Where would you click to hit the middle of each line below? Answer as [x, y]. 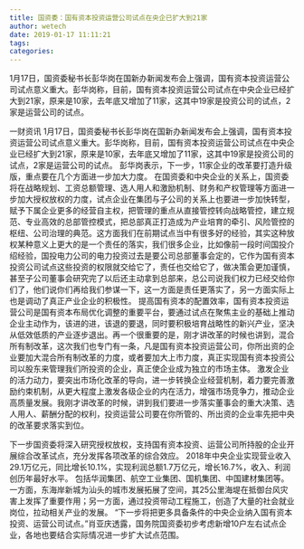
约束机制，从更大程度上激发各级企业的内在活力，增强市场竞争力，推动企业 [156, 392]
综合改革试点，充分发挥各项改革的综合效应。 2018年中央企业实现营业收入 [154, 456]
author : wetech [38, 26]
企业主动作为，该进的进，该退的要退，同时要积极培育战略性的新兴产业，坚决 [152, 324]
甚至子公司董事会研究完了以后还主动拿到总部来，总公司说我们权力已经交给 [148, 279]
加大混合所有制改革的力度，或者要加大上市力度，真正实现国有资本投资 [156, 357]
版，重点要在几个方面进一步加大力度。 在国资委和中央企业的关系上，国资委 [149, 176]
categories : [32, 52]
